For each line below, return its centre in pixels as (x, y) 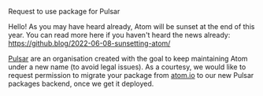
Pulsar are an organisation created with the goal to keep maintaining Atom (128, 59)
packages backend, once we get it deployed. (81, 83)
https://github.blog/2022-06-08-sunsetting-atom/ (89, 43)
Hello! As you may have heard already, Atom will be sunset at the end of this (131, 26)
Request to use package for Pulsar (64, 11)
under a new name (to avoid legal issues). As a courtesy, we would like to (127, 67)
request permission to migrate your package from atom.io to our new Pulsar (131, 75)
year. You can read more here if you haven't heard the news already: (119, 35)
